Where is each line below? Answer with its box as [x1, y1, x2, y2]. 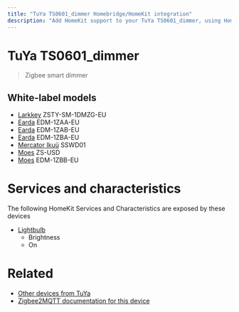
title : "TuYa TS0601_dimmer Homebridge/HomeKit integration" [7, 10, 193, 18]
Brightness [28, 233, 60, 242]
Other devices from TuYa [17, 289, 91, 298]
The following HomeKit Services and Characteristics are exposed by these [7, 204, 225, 213]
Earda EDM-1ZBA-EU [17, 133, 80, 142]
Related [7, 266, 53, 281]
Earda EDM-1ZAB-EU [17, 126, 80, 134]
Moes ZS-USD [17, 149, 60, 157]
